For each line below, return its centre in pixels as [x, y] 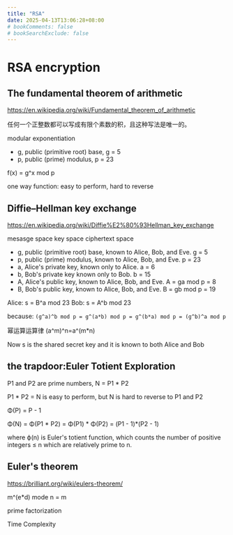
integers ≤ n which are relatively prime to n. [70, 444]
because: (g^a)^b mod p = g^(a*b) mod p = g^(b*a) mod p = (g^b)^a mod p [117, 316]
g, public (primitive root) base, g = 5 [69, 152]
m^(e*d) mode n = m [37, 497]
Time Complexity [32, 524]
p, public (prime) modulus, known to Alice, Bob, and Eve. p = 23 [109, 259]
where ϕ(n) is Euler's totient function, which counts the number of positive [114, 437]
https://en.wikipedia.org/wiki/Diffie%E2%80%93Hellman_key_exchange [111, 225]
